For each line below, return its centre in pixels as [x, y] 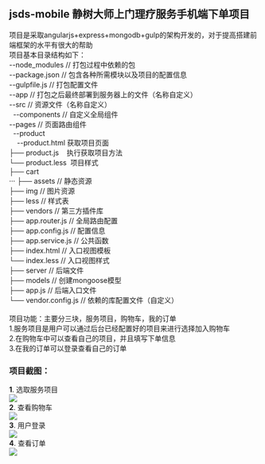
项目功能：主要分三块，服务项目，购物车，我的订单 [93, 318]
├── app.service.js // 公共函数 [59, 240]
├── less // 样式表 [39, 200]
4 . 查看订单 [27, 443]
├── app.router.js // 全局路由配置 [64, 220]
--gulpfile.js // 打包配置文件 [54, 84]
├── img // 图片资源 [42, 191]
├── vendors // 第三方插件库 [57, 211]
